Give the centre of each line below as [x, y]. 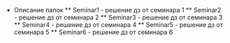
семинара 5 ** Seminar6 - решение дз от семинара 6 [93, 32]
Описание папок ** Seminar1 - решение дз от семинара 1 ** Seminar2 [117, 10]
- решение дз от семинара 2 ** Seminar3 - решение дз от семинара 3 [118, 17]
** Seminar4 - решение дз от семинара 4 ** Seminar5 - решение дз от [118, 25]
